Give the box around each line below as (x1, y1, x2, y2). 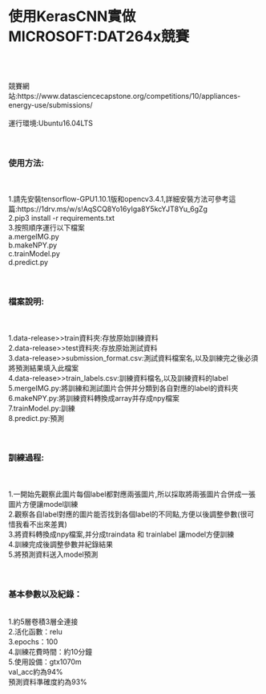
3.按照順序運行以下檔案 (8, 222, 86, 233)
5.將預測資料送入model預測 (8, 549, 99, 559)
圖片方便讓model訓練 (8, 499, 79, 508)
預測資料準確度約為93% (8, 677, 88, 687)
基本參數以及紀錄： (8, 588, 83, 599)
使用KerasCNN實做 (8, 7, 136, 26)
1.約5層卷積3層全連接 (8, 617, 79, 627)
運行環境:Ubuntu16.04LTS (8, 118, 94, 128)
